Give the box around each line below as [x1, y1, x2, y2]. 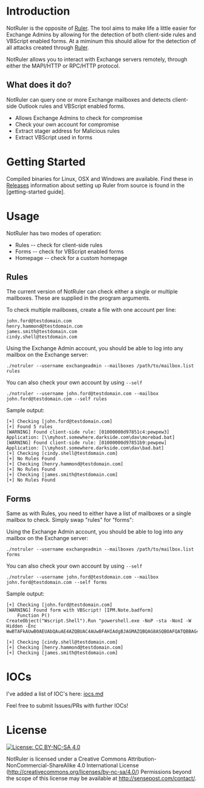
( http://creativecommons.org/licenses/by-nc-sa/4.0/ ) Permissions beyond [6, 769, 192, 776]
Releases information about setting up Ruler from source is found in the [6, 181, 185, 189]
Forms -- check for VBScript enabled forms [15, 248, 124, 255]
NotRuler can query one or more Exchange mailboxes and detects [6, 96, 171, 103]
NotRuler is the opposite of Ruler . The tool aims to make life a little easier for [6, 24, 197, 32]
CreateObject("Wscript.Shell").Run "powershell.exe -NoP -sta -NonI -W [6, 618, 191, 624]
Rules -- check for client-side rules [15, 241, 103, 248]
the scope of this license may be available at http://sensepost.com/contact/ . [6, 775, 197, 782]
